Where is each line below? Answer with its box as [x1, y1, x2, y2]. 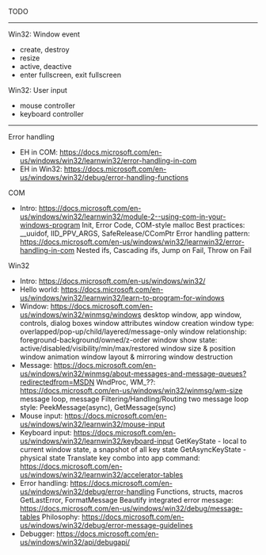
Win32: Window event [8, 29, 81, 39]
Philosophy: [41, 512, 81, 522]
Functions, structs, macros [156, 487, 244, 496]
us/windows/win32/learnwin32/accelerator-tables [19, 470, 184, 479]
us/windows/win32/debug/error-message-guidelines [19, 521, 193, 530]
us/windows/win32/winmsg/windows [19, 310, 142, 320]
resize [19, 53, 40, 63]
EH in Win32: [19, 164, 63, 174]
